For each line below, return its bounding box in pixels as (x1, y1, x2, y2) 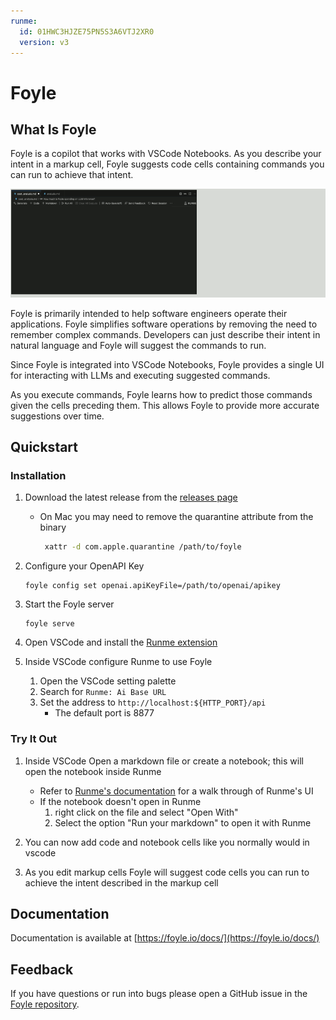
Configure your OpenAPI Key (24, 560, 145, 572)
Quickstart (10, 439, 79, 456)
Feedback (10, 961, 74, 978)
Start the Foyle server (24, 598, 115, 610)
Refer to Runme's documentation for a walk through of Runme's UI (39, 785, 314, 797)
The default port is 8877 (54, 707, 155, 719)
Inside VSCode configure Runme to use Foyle (24, 656, 213, 668)
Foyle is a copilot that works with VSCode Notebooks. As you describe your (10, 148, 322, 160)
